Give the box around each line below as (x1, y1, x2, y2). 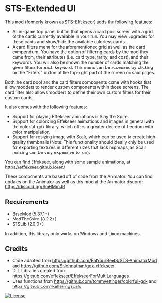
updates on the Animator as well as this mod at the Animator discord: (5, 178, 143, 185)
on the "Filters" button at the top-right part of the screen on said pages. (12, 69, 156, 75)
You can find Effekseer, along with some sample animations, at (5, 159, 130, 165)
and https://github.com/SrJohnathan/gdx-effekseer (12, 263, 115, 269)
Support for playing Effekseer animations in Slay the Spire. (12, 113, 129, 119)
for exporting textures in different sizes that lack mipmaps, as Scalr (12, 144, 146, 150)
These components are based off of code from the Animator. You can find (5, 173, 153, 179)
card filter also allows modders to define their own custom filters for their (5, 89, 151, 95)
